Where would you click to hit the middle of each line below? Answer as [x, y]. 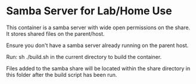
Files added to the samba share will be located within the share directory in [98, 68]
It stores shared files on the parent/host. [55, 33]
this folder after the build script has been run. [62, 74]
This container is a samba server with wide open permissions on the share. [98, 27]
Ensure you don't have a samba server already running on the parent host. [97, 45]
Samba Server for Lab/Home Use [89, 11]
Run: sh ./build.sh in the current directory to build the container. [84, 57]
